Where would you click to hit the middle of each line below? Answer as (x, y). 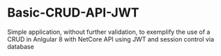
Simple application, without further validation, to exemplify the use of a (109, 32)
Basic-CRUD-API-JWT (73, 13)
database (21, 46)
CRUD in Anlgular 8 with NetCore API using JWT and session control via (111, 39)
